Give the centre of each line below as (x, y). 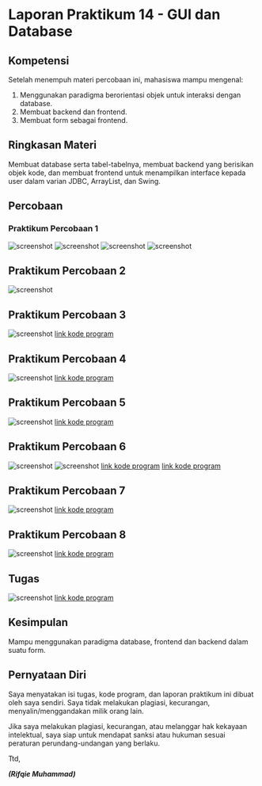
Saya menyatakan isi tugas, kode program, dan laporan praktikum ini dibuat (131, 694)
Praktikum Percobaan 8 (67, 534)
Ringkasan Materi (53, 145)
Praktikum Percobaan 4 (67, 359)
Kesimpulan (38, 622)
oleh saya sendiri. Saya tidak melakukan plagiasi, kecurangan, (109, 702)
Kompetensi (39, 61)
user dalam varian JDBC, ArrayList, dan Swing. (84, 181)
